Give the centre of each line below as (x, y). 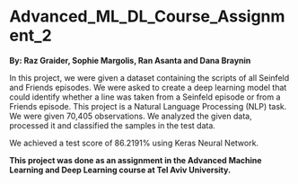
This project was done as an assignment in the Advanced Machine (136, 160)
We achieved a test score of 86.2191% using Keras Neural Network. (134, 143)
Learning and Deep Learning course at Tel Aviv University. (120, 170)
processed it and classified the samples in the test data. (112, 125)
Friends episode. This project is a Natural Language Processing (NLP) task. (148, 106)
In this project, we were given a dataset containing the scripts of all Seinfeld (149, 77)
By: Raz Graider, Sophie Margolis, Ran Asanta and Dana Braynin (130, 60)
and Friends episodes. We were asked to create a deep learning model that (148, 87)
